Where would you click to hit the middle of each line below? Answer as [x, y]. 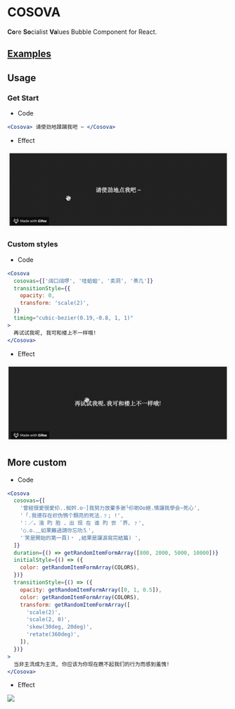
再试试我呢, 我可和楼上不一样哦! [55, 333]
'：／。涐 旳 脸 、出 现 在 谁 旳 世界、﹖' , [82, 523]
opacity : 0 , [37, 296]
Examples [29, 54]
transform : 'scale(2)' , [55, 303]
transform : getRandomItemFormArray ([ [75, 605]
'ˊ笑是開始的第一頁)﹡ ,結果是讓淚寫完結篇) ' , [81, 538]
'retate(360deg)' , [53, 634]
